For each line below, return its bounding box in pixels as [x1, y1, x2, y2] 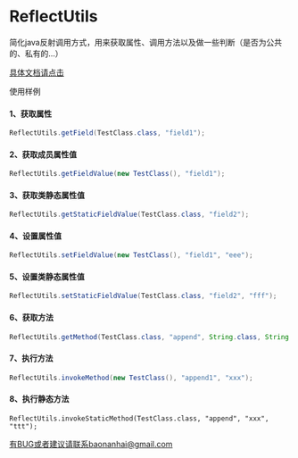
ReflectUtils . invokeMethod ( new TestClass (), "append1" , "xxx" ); [9, 373, 253, 382]
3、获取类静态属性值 [9, 189, 86, 200]
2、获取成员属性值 [9, 149, 78, 160]
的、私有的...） [9, 47, 64, 59]
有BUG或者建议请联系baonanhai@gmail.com [9, 438, 173, 449]
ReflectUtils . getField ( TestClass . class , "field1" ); [9, 129, 205, 137]
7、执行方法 [9, 353, 54, 363]
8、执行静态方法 [9, 394, 70, 404]
